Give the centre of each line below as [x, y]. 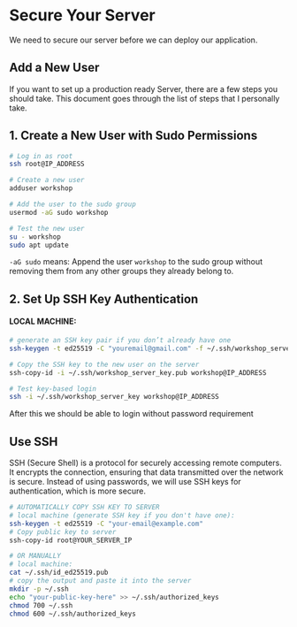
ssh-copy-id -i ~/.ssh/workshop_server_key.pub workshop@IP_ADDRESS [138, 372]
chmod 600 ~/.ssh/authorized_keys [73, 614]
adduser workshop [41, 188]
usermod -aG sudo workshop [59, 212]
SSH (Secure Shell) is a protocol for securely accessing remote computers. [146, 463]
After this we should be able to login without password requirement [131, 414]
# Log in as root [41, 156]
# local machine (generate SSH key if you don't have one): [122, 515]
